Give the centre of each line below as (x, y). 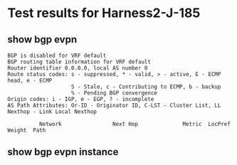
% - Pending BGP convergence (114, 93)
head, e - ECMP (30, 80)
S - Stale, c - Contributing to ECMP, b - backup (146, 87)
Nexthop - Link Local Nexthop (52, 112)
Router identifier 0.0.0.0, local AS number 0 (78, 68)
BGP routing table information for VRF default (79, 62)
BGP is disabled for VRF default (57, 55)
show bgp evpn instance (63, 152)
